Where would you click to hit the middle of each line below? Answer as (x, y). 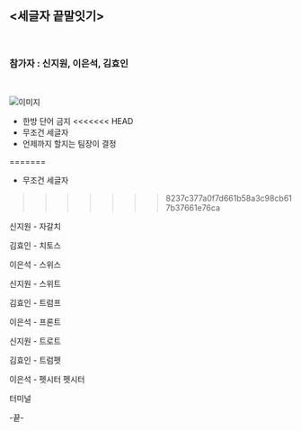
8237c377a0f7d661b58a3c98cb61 (229, 198)
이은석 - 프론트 (35, 322)
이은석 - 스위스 (35, 265)
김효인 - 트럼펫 (35, 360)
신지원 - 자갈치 (35, 227)
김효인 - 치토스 (35, 246)
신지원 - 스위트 (35, 284)
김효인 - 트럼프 (35, 303)
